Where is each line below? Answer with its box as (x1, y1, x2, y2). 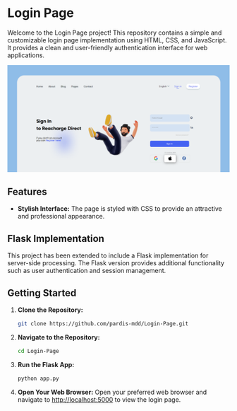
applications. (7, 51, 44, 59)
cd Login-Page (17, 347, 59, 354)
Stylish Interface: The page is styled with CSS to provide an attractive (17, 204, 222, 213)
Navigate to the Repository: (17, 332, 100, 341)
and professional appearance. (17, 212, 105, 221)
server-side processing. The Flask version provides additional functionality (7, 259, 224, 267)
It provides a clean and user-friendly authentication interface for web (7, 43, 208, 52)
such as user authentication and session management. (7, 267, 166, 275)
